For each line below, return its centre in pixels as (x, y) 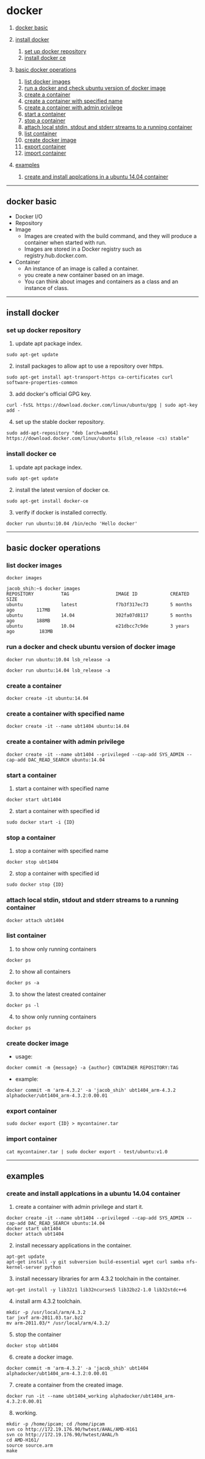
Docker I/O (29, 216)
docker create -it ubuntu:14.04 (47, 699)
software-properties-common (42, 383)
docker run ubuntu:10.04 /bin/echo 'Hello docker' (72, 524)
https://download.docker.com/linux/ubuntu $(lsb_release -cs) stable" (98, 439)
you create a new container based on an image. (84, 275)
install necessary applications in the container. (74, 1246)
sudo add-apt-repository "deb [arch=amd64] (63, 433)
